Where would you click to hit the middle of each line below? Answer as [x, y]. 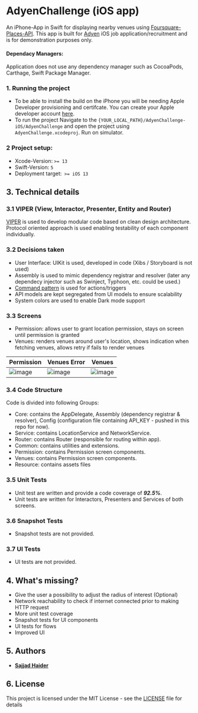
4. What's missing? [42, 581]
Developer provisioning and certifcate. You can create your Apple [94, 107]
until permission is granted [47, 335]
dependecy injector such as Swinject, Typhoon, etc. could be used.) [98, 281]
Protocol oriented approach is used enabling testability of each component [97, 228]
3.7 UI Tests [23, 549]
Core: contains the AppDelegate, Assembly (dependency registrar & [97, 414]
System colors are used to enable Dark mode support [80, 300]
